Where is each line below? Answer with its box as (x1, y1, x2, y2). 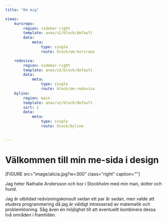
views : (5, 16, 19, 22)
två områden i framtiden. (5, 211, 56, 217)
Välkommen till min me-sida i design (5, 154, 159, 166)
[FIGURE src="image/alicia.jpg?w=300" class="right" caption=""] (5, 171, 140, 177)
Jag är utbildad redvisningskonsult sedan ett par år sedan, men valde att (5, 195, 154, 201)
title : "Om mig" (5, 7, 39, 13)
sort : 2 (23, 105, 39, 110)
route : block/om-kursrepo (40, 49, 95, 54)
